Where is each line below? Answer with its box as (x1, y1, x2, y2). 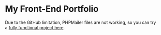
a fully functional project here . (5, 24, 65, 30)
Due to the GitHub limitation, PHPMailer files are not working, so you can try (5, 19, 156, 25)
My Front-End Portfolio (5, 3, 99, 15)
